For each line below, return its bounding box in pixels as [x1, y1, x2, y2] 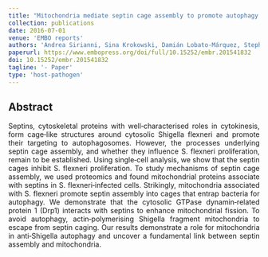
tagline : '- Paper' [8, 64, 73, 72]
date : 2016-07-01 [8, 26, 66, 34]
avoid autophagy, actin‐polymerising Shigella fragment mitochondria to [8, 214, 260, 224]
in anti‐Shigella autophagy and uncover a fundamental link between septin [8, 232, 260, 241]
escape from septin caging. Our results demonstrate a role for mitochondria [8, 223, 260, 232]
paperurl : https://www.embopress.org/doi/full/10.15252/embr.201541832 [8, 49, 251, 56]
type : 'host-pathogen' [8, 71, 84, 79]
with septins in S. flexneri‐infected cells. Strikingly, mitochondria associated [8, 181, 260, 190]
